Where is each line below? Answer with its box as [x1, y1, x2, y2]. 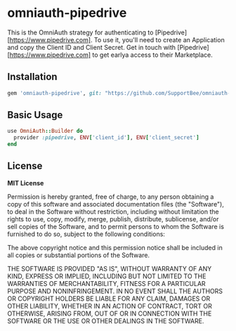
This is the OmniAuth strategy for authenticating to [7, 28, 154, 37]
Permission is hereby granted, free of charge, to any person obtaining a [7, 192, 214, 201]
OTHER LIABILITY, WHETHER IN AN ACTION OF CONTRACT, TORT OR [7, 301, 212, 310]
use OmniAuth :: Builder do [7, 128, 83, 135]
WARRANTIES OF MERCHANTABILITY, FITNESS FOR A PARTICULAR [7, 279, 206, 287]
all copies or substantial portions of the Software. [7, 251, 150, 259]
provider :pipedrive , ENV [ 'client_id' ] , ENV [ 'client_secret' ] [13, 134, 199, 141]
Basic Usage [7, 109, 63, 121]
